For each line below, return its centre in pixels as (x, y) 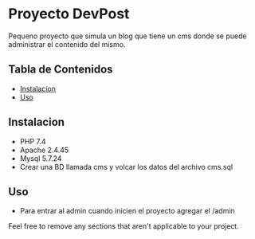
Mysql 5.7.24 (41, 158)
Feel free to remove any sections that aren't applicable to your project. (124, 226)
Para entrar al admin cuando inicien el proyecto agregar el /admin (127, 211)
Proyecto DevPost (69, 14)
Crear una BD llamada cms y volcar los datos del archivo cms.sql (126, 167)
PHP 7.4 (33, 141)
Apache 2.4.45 (44, 150)
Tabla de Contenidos (61, 70)
